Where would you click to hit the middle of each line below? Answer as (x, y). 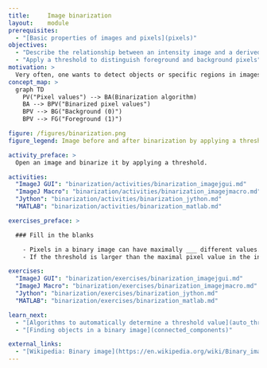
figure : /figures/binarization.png (67, 134)
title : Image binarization (60, 15)
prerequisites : (33, 30)
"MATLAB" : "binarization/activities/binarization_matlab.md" (119, 207)
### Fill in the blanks (54, 235)
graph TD (30, 89)
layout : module (39, 23)
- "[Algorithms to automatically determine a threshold (110, 323)
